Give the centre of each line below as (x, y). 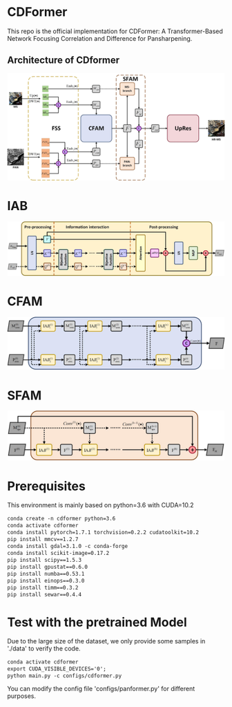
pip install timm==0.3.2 (43, 588)
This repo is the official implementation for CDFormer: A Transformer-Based (115, 31)
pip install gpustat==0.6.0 (48, 567)
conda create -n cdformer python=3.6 (61, 519)
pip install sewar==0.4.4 (44, 595)
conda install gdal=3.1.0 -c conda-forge (68, 547)
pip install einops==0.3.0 (46, 581)
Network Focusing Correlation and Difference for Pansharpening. (100, 38)
